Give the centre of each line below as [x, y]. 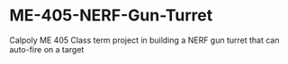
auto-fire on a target [47, 49]
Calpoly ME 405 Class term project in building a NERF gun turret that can [144, 40]
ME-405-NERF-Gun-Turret [111, 16]
